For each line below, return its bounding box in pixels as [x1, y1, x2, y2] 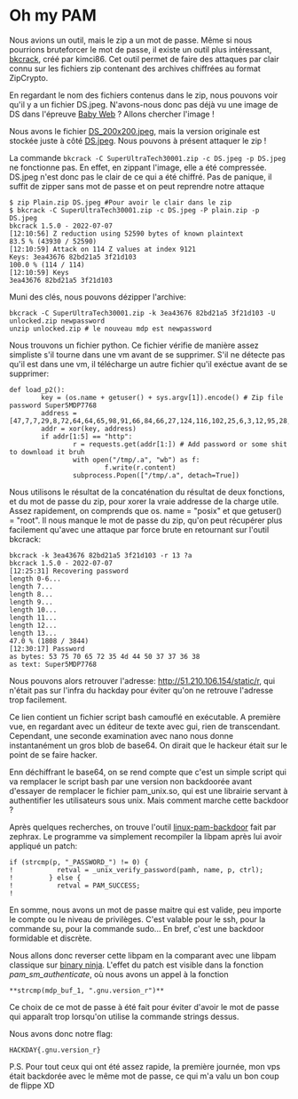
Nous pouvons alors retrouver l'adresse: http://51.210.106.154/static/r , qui [9, 675, 276, 686]
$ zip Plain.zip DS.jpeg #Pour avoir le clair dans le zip [9, 197, 232, 207]
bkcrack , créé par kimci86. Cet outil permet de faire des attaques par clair [9, 53, 279, 64]
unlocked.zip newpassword [9, 317, 105, 325]
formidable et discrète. [9, 933, 92, 943]
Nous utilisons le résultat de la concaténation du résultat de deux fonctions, [9, 486, 286, 497]
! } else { [9, 873, 82, 882]
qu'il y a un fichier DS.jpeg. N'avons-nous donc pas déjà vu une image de [9, 99, 278, 109]
